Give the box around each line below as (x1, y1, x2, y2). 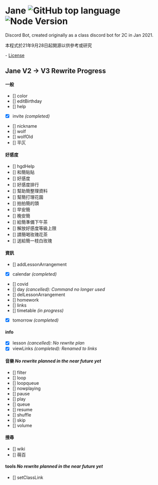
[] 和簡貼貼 (12, 169, 35, 175)
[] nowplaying (12, 385, 41, 391)
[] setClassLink (12, 475, 43, 481)
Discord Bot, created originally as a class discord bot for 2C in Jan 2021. (5, 32, 154, 38)
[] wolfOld (12, 134, 33, 140)
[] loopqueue (12, 380, 39, 386)
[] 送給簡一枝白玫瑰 (12, 237, 52, 244)
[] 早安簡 (12, 206, 30, 212)
